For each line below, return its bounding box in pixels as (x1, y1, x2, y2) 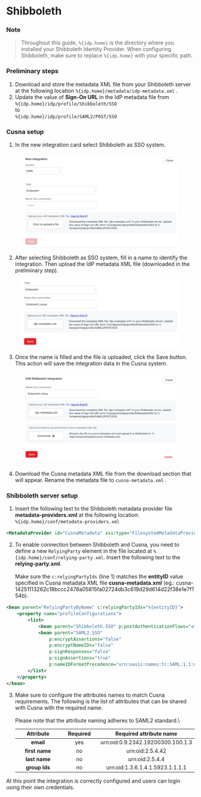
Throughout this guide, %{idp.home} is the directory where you (20, 39, 175, 46)
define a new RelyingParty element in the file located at (14, 547, 153, 555)
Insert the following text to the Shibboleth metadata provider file (14, 505, 172, 513)
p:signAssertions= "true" (48, 655, 111, 661)
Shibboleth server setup (6, 491, 78, 499)
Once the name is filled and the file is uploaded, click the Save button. (14, 353, 187, 361)
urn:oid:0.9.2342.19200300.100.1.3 (100, 739, 193, 746)
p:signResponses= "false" (48, 649, 111, 655)
